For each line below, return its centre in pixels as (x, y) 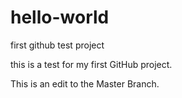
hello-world (60, 17)
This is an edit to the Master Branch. (85, 83)
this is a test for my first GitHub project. (91, 64)
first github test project (57, 45)
